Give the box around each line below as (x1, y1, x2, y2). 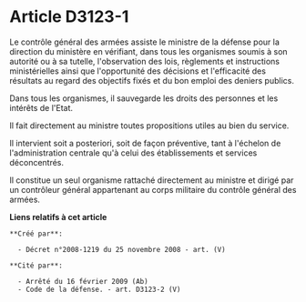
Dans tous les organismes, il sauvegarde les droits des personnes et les (9, 93, 279, 104)
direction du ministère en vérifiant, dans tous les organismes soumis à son (9, 45, 289, 56)
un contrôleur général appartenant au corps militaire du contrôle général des (9, 184, 297, 195)
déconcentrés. (9, 156, 65, 167)
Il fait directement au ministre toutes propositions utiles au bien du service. (9, 120, 290, 131)
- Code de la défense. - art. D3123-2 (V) (17, 285, 181, 294)
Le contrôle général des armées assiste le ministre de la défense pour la (9, 36, 280, 47)
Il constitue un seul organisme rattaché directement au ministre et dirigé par (9, 175, 294, 186)
